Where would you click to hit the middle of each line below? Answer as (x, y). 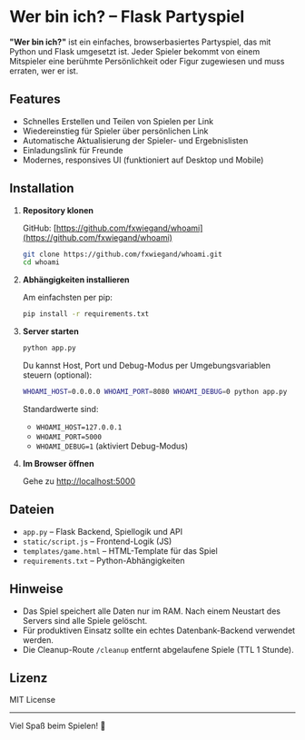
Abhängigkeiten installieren (76, 280)
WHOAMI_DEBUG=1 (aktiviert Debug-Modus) (112, 446)
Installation (42, 188)
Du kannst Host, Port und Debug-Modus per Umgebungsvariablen (146, 366)
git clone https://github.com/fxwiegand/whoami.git (122, 254)
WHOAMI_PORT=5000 (69, 437)
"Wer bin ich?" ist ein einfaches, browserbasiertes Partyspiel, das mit (140, 42)
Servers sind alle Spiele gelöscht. (85, 620)
